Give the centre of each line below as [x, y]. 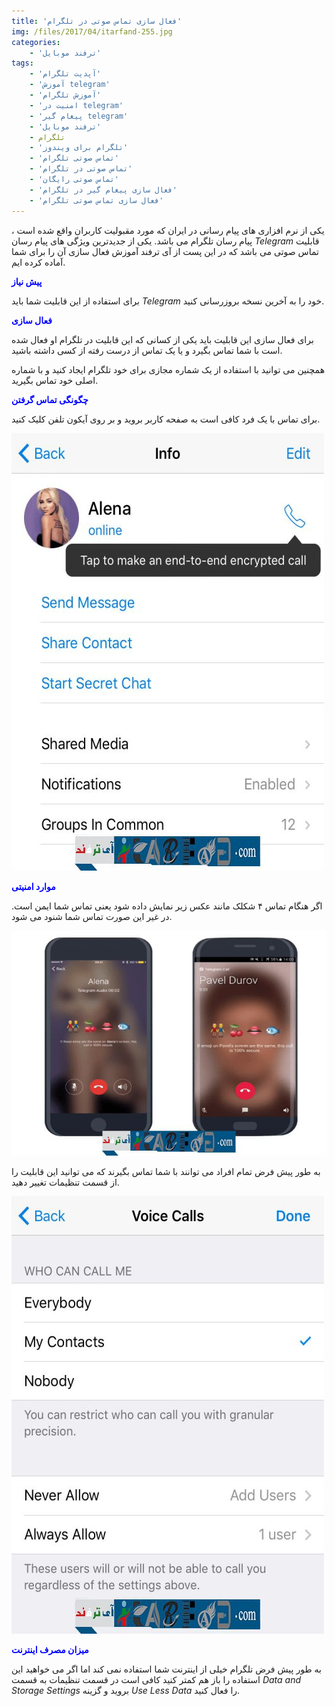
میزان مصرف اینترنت [50, 1649]
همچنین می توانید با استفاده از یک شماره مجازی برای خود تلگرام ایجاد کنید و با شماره [168, 369]
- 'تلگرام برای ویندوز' [79, 148]
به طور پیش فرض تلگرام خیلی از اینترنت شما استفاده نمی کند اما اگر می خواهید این [166, 1669]
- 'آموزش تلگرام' [65, 95]
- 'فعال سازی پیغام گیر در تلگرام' [103, 190]
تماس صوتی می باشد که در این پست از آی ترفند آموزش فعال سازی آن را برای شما [165, 251]
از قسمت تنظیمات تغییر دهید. [65, 1182]
